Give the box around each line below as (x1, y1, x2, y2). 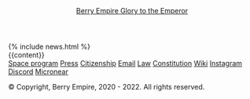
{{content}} (8, 50, 45, 60)
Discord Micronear (8, 67, 68, 76)
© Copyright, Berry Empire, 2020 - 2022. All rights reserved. (8, 82, 205, 91)
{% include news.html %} (8, 42, 90, 51)
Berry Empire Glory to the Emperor (75, 6, 189, 15)
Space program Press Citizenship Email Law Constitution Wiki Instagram (8, 59, 242, 68)
